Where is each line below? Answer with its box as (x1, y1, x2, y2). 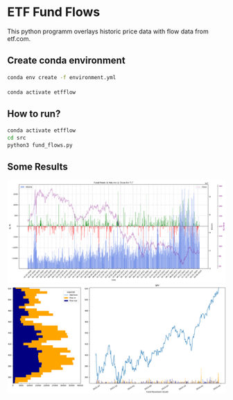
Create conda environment (7, 55, 126, 67)
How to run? (7, 108, 61, 119)
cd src (7, 135, 26, 142)
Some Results (7, 161, 68, 173)
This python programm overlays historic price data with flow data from (7, 27, 209, 35)
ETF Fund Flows (7, 4, 101, 20)
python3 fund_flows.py (7, 142, 73, 149)
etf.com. (7, 34, 31, 42)
